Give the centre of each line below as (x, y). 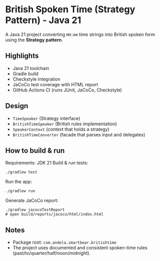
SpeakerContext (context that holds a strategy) (61, 129)
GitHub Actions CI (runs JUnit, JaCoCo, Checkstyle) (67, 90)
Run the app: (19, 182)
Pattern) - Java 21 (43, 20)
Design (17, 106)
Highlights (22, 56)
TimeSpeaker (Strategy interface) (46, 118)
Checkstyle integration (36, 79)
